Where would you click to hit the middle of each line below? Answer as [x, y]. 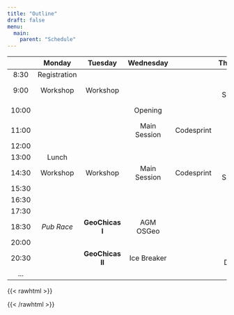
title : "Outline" [32, 14]
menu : [15, 26]
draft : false [26, 20]
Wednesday [148, 63]
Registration [57, 75]
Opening [148, 111]
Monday [57, 63]
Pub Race [57, 227]
